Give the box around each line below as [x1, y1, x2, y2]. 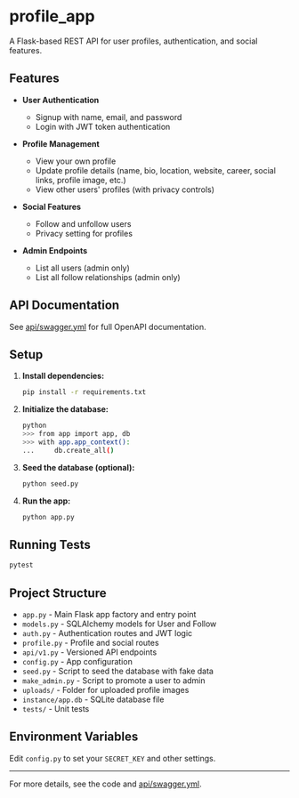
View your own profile [35, 156, 117, 166]
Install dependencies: [21, 371, 105, 382]
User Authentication [21, 94, 100, 105]
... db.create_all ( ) [21, 446, 115, 455]
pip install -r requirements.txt [21, 388, 147, 397]
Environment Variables [9, 729, 139, 745]
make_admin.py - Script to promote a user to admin [21, 675, 206, 686]
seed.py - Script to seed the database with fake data [21, 665, 214, 676]
